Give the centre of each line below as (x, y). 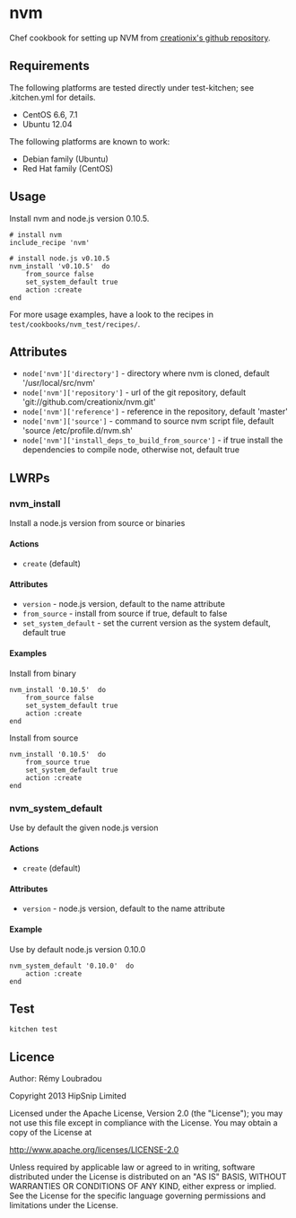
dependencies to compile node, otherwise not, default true (131, 450)
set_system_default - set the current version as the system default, (146, 623)
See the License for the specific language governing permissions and (138, 1196)
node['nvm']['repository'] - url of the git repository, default (134, 392)
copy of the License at (51, 1133)
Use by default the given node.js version (84, 828)
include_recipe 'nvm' (50, 242)
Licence (32, 1057)
